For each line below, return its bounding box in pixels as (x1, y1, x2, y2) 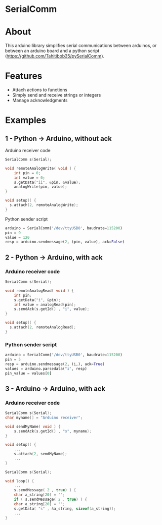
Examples (5, 115, 46, 126)
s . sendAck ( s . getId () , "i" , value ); (14, 307, 90, 312)
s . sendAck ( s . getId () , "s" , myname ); (14, 428, 92, 434)
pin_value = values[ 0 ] (5, 370, 52, 376)
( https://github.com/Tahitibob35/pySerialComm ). (5, 53, 105, 59)
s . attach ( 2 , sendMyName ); (14, 452, 68, 457)
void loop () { (5, 478, 35, 483)
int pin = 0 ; (14, 170, 41, 175)
